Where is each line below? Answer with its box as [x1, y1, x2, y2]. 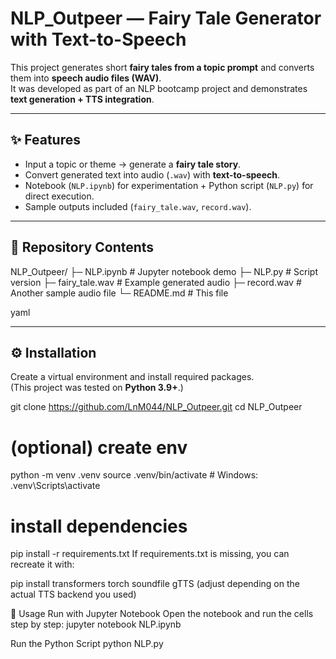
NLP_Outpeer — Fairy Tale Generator [10, 7, 322, 30]
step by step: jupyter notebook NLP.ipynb [10, 618, 182, 631]
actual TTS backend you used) [10, 588, 137, 601]
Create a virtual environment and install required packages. [10, 371, 255, 383]
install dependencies [10, 515, 188, 537]
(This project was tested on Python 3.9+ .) [10, 382, 184, 394]
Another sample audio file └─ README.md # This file [10, 287, 229, 299]
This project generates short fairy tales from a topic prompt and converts [10, 61, 315, 73]
